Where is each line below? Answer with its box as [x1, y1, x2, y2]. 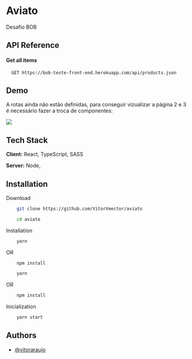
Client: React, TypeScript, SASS [6, 151, 84, 158]
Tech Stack [6, 135, 48, 145]
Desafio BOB [6, 23, 37, 30]
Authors [6, 330, 37, 340]
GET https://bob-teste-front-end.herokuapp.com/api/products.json [11, 70, 177, 75]
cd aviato [16, 216, 41, 222]
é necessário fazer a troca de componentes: [6, 107, 113, 115]
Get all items [6, 57, 37, 64]
